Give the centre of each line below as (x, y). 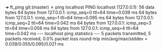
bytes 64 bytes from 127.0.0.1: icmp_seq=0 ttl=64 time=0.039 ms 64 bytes (81, 12)
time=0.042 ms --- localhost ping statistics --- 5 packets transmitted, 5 (78, 33)
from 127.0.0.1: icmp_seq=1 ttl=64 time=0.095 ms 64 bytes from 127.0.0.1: (80, 18)
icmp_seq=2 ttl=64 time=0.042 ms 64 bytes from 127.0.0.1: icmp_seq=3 (78, 23)
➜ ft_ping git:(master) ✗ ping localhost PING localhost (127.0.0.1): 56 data (80, 7)
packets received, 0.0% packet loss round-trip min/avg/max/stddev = (77, 39)
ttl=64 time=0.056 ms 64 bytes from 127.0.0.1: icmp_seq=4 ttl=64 (72, 28)
